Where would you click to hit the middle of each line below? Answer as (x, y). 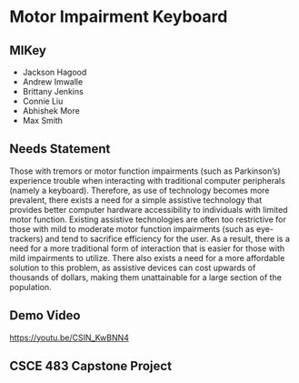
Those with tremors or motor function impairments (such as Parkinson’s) (145, 171)
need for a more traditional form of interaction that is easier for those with (147, 248)
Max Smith (43, 121)
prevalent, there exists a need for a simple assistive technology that (136, 200)
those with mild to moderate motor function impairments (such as (132, 228)
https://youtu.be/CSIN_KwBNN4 (70, 338)
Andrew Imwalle (53, 82)
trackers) (26, 238)
